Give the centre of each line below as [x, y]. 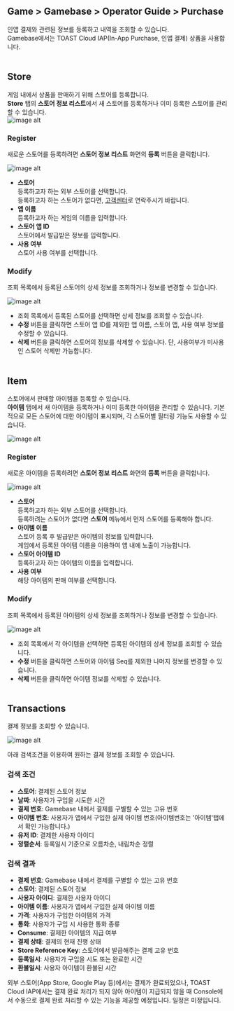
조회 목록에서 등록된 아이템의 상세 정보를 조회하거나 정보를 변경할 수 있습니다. [112, 615]
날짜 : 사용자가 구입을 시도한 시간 [61, 800]
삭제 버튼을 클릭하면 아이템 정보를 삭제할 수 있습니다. [89, 678]
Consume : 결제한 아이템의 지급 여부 [67, 933]
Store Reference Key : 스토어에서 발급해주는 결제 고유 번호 [98, 950]
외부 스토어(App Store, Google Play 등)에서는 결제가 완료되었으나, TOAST [109, 983]
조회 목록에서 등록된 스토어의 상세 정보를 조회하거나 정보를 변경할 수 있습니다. [112, 287]
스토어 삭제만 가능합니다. [59, 351]
